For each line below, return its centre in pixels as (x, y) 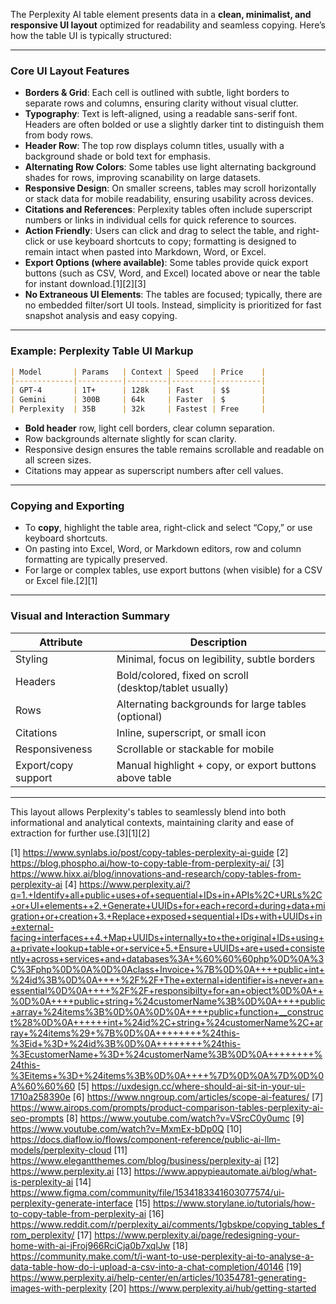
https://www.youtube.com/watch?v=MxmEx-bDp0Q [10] (126, 1128)
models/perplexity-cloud (61, 1150)
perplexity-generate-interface (71, 1203)
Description (218, 642)
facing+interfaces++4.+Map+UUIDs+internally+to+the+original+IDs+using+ (167, 937)
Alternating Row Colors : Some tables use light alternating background (170, 167)
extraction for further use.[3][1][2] (80, 833)
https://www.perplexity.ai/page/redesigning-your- (197, 1235)
